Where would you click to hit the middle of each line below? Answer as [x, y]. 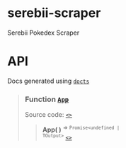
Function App [47, 99]
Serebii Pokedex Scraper [44, 33]
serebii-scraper [54, 13]
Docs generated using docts [48, 81]
